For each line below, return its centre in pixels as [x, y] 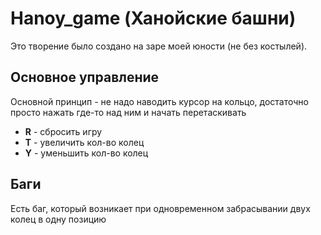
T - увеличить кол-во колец [84, 142]
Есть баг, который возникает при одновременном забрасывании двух [160, 208]
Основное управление [85, 77]
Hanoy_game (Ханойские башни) [153, 18]
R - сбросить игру [63, 131]
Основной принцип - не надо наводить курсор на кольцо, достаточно [159, 101]
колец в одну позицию [58, 219]
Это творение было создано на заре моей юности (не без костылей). [159, 46]
